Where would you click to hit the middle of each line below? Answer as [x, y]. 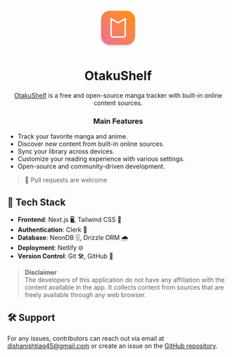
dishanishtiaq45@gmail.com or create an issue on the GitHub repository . [112, 346]
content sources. [118, 103]
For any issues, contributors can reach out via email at [86, 338]
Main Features [118, 121]
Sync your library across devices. [66, 151]
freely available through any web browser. [85, 295]
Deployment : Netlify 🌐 [50, 248]
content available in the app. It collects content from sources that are [124, 287]
